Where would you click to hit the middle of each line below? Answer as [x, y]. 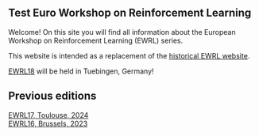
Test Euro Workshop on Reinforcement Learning [130, 13]
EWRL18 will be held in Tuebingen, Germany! [81, 71]
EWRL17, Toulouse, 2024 [48, 115]
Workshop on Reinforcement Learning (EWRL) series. [96, 40]
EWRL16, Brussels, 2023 [48, 123]
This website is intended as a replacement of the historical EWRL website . [129, 55]
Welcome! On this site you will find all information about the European [122, 32]
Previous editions [52, 96]
